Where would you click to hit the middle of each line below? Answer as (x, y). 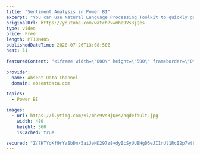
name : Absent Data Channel (45, 77)
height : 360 (32, 127)
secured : (17, 143)
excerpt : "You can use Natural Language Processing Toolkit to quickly (97, 17)
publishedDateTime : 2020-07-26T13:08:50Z (58, 45)
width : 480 (30, 121)
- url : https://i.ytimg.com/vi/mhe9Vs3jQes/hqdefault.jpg (85, 116)
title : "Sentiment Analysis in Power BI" (58, 12)
